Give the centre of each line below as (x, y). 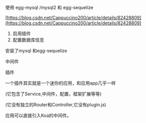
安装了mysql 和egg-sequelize (36, 51)
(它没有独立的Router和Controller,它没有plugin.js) (56, 105)
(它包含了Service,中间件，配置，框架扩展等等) (53, 94)
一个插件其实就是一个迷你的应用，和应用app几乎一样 (61, 83)
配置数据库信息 (28, 40)
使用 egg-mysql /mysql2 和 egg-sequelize (49, 7)
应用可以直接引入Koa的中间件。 (38, 115)
